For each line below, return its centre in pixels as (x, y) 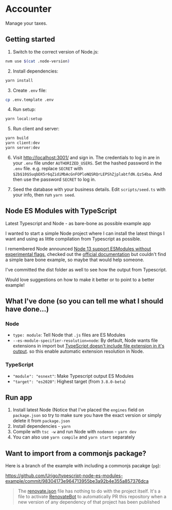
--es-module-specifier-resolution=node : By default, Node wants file (85, 340)
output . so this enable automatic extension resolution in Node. (78, 351)
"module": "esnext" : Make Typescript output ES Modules (73, 376)
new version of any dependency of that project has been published (89, 502)
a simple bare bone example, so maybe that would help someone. (75, 260)
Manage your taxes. (26, 23)
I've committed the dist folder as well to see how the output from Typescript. (86, 269)
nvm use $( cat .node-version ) (38, 61)
